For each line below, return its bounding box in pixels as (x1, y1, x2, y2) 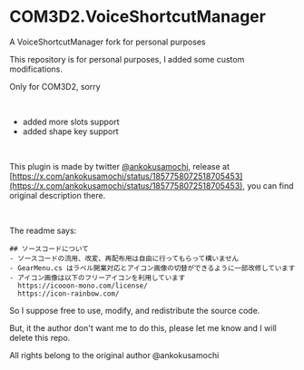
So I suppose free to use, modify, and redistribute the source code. (9, 305, 260, 316)
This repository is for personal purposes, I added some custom (9, 54, 245, 64)
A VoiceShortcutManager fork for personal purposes (9, 36, 206, 47)
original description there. (9, 190, 106, 200)
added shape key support (22, 125, 120, 137)
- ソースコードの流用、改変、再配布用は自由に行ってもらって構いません (9, 254, 239, 263)
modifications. (9, 63, 64, 74)
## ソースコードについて (9, 244, 89, 253)
